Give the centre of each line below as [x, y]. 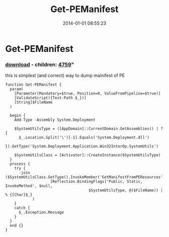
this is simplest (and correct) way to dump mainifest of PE [65, 75]
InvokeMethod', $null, [29, 186]
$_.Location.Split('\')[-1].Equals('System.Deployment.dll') [84, 138]
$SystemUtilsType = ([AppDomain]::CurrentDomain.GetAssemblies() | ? [89, 129]
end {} [17, 226]
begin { [18, 116]
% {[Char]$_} [19, 195]
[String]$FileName [33, 102]
